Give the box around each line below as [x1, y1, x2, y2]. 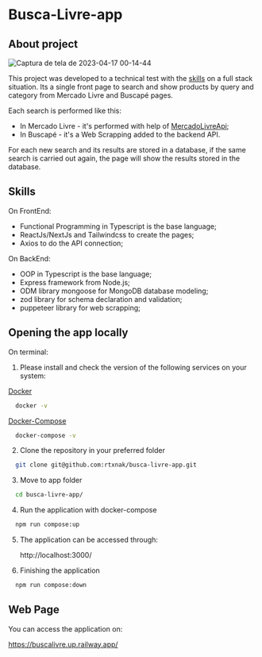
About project [8, 37, 78, 51]
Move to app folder [19, 475, 83, 485]
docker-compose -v [15, 431, 77, 439]
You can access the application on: [8, 624, 123, 633]
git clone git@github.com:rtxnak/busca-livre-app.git [15, 461, 197, 470]
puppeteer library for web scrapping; [19, 303, 141, 312]
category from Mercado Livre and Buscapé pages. [8, 91, 173, 100]
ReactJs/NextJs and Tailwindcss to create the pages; [19, 230, 195, 239]
